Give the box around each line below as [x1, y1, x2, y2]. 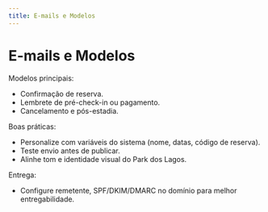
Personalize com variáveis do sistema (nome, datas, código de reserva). [19, 137, 261, 147]
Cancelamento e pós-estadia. [19, 106, 119, 115]
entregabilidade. [19, 194, 75, 204]
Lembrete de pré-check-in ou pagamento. [19, 98, 161, 107]
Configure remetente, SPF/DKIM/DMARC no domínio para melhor [19, 185, 237, 195]
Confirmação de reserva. [19, 89, 103, 98]
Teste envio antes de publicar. [19, 146, 121, 156]
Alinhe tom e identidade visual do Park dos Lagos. [19, 154, 187, 164]
